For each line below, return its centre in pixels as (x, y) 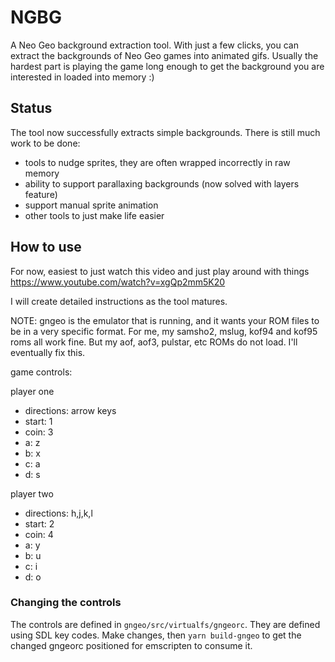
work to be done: (45, 143)
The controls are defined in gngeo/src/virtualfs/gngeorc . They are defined (165, 624)
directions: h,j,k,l (58, 513)
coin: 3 (39, 432)
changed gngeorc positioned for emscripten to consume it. (131, 645)
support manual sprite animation (91, 205)
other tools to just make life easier (94, 215)
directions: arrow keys (70, 410)
